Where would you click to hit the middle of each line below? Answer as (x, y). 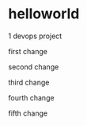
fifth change (28, 113)
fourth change (31, 97)
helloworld (44, 14)
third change (29, 82)
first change (28, 51)
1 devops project (35, 36)
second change (34, 67)
